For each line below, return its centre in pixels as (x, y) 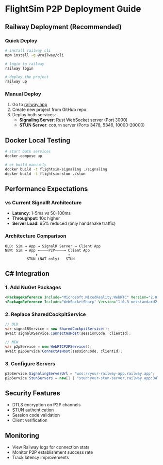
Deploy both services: (34, 115)
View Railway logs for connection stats (51, 447)
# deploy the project (27, 77)
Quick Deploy (21, 41)
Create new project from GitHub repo (49, 109)
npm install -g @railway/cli (34, 55)
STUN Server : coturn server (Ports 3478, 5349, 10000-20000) (82, 125)
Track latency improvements (41, 457)
